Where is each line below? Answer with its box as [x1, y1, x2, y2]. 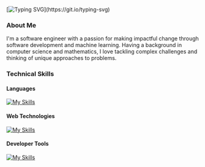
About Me [6, 21, 37, 29]
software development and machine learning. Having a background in [6, 42, 182, 49]
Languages [6, 84, 35, 92]
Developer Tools [6, 140, 49, 147]
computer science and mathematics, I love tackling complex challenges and [6, 48, 198, 55]
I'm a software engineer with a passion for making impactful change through [6, 35, 199, 42]
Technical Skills [6, 70, 54, 78]
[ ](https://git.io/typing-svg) [6, 6, 110, 13]
